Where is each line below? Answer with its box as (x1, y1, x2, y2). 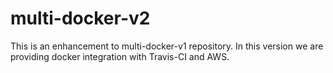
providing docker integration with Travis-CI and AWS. (10, 50, 230, 62)
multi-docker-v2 (10, 7, 151, 30)
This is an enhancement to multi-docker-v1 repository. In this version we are (10, 40, 324, 52)
